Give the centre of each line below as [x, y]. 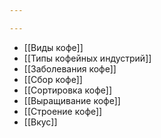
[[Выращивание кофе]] [72, 100]
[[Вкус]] [40, 122]
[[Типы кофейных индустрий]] [87, 58]
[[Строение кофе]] [63, 111]
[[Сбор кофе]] [53, 79]
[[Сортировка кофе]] [67, 90]
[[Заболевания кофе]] [70, 68]
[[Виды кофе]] [53, 47]
